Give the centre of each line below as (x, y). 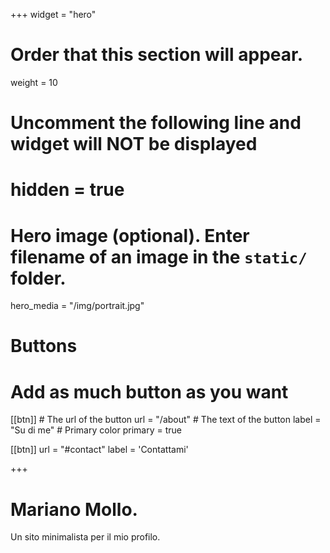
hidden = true (67, 190)
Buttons (44, 346)
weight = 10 (34, 82)
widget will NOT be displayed (134, 144)
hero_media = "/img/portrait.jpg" (77, 306)
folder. (38, 278)
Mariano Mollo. (74, 509)
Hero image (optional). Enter (130, 235)
